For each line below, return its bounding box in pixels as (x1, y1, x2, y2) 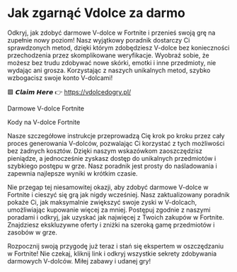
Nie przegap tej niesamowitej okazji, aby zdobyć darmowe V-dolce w (7, 183, 209, 191)
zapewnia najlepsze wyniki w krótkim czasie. (7, 169, 138, 178)
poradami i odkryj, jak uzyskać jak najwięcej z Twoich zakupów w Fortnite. (7, 212, 224, 221)
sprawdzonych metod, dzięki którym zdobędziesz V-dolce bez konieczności (7, 43, 230, 52)
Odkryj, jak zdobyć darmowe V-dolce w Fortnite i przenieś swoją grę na (7, 28, 216, 37)
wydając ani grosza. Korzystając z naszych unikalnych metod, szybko (7, 66, 211, 74)
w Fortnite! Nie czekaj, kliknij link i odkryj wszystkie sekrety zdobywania (7, 249, 217, 258)
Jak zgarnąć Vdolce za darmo (7, 5, 185, 21)
